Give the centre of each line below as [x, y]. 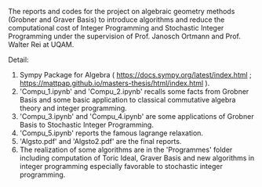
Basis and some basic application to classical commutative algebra [127, 100]
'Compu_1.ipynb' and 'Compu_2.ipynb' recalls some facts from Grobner [134, 92]
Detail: [18, 59]
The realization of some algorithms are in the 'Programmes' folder [126, 149]
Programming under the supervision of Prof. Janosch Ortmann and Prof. [124, 36]
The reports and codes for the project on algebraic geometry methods [122, 11]
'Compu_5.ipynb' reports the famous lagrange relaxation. [111, 133]
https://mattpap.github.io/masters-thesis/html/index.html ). [115, 83]
